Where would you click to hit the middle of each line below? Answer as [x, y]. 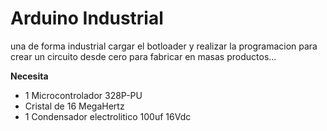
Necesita [29, 76]
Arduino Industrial [87, 18]
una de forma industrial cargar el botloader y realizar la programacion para [164, 46]
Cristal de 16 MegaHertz [74, 106]
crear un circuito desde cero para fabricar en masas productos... [143, 56]
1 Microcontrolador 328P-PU [83, 95]
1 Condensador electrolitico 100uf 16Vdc [108, 116]
